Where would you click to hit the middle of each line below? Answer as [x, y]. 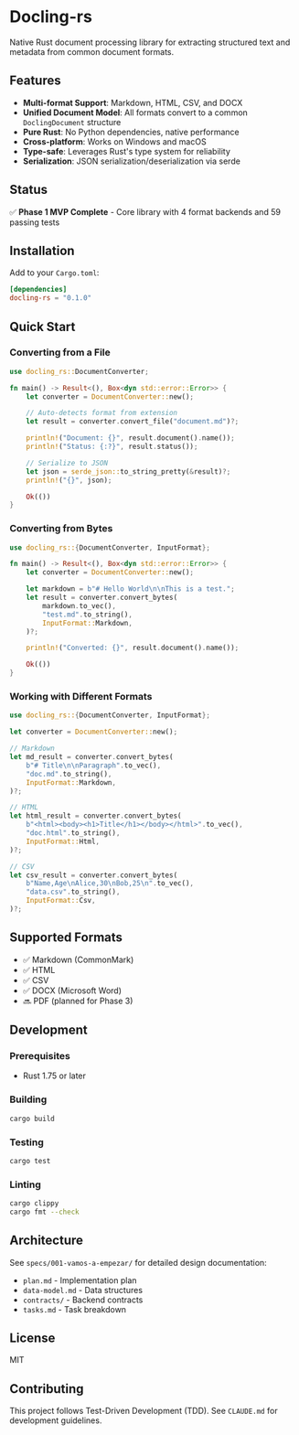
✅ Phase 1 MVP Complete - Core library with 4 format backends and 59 [145, 211]
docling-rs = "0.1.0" [51, 298]
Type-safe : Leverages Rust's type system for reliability [127, 151]
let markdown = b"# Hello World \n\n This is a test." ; [130, 589]
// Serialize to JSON [67, 463]
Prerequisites [40, 1056]
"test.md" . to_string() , [87, 615]
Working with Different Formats [81, 697]
